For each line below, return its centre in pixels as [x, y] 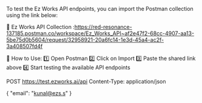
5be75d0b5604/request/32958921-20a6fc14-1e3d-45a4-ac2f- [85, 40]
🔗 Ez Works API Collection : [40, 27]
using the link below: [32, 15]
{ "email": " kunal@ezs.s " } [39, 93]
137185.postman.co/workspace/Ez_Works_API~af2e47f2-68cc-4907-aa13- [100, 33]
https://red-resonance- [103, 27]
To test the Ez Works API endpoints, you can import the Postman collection [100, 9]
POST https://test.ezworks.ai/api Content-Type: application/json [86, 81]
